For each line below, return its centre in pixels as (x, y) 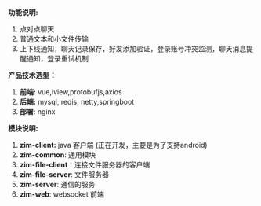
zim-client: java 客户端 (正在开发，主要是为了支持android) (113, 145)
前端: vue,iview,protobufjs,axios (71, 92)
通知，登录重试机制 (57, 59)
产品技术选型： (32, 75)
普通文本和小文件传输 (54, 39)
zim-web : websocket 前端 (62, 194)
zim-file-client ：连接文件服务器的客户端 (85, 165)
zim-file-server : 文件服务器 (64, 175)
